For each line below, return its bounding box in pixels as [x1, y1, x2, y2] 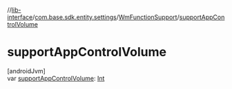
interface [7, 13, 33, 21]
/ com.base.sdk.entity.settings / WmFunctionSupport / [32, 13, 180, 21]
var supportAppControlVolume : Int [7, 74, 105, 82]
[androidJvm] [7, 66, 46, 75]
